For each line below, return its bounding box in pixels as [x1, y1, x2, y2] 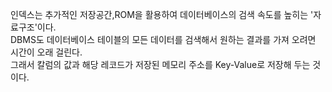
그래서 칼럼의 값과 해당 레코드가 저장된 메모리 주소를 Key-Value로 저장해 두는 [10, 59, 311, 70]
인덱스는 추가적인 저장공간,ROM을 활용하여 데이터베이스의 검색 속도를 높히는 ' [10, 9, 314, 20]
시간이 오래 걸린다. [10, 46, 83, 58]
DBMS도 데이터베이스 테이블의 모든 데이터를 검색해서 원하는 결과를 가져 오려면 [10, 34, 317, 45]
